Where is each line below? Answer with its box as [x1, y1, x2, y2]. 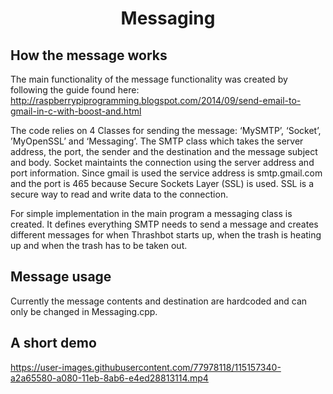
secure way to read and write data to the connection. [10, 188, 229, 200]
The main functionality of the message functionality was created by [10, 73, 288, 85]
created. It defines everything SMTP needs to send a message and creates [10, 218, 319, 230]
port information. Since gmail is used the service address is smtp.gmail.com [10, 167, 323, 179]
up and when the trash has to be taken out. [10, 240, 188, 251]
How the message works [10, 47, 168, 64]
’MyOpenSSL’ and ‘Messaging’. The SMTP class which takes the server [10, 135, 304, 147]
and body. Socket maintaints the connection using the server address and [10, 157, 315, 168]
